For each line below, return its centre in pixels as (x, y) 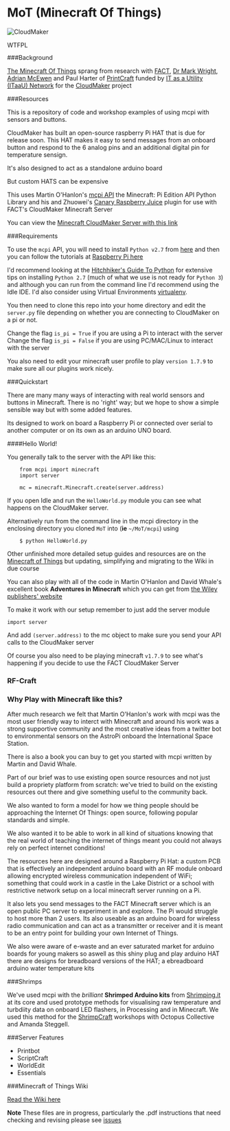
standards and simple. (38, 820)
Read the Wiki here (34, 1099)
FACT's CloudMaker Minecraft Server (60, 209)
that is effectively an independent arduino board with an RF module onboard (115, 869)
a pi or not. (22, 320)
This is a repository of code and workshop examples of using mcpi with (108, 112)
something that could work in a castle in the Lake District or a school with (111, 883)
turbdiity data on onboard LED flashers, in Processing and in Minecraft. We (113, 1010)
